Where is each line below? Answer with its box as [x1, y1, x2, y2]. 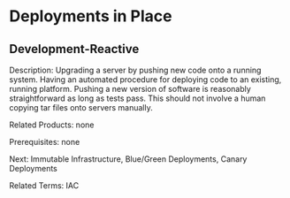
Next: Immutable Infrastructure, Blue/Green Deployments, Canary [9, 154, 248, 164]
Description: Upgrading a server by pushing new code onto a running [9, 65, 262, 75]
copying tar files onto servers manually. [9, 103, 153, 112]
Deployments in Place [9, 6, 172, 27]
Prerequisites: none [9, 137, 80, 147]
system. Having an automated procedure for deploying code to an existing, [9, 74, 282, 85]
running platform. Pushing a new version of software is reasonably [9, 84, 252, 94]
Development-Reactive [9, 42, 140, 57]
